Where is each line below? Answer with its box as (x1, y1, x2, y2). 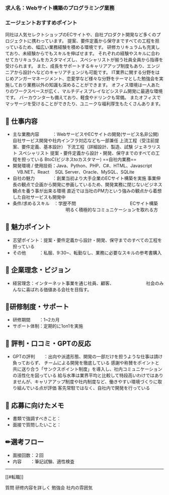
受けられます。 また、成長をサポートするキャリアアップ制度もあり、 (5, 63, 147, 69)
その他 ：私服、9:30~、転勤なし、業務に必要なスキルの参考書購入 (12, 250, 162, 256)
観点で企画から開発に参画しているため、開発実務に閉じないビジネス (21, 182, 162, 188)
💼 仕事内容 (5, 117, 38, 125)
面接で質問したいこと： (12, 422, 61, 428)
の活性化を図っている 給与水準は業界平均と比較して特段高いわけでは (12, 372, 155, 378)
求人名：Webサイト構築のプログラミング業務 (5, 4, 115, 11)
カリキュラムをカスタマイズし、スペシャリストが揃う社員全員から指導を (14, 57, 163, 63)
